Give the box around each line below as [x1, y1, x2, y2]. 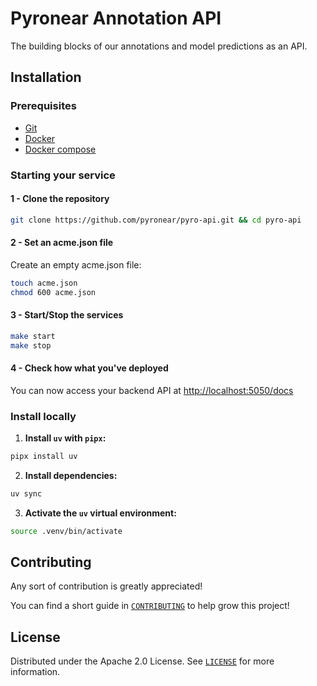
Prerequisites [10, 99, 77, 113]
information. [10, 666, 61, 678]
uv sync [10, 488, 43, 499]
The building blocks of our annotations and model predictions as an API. [10, 40, 308, 52]
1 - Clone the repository [10, 193, 110, 205]
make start [10, 331, 56, 341]
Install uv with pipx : [24, 432, 107, 444]
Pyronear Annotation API [10, 7, 222, 30]
